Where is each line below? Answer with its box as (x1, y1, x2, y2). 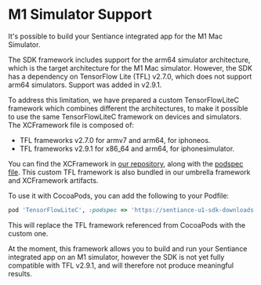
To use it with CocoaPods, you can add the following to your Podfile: (8, 191, 230, 200)
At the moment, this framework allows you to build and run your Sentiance (8, 243, 248, 253)
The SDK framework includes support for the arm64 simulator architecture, (8, 55, 251, 64)
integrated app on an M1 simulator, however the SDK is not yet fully (8, 252, 225, 261)
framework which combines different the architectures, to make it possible (8, 104, 248, 113)
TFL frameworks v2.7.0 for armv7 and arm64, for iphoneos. (19, 135, 211, 144)
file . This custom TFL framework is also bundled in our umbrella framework (8, 167, 251, 177)
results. (8, 269, 33, 278)
